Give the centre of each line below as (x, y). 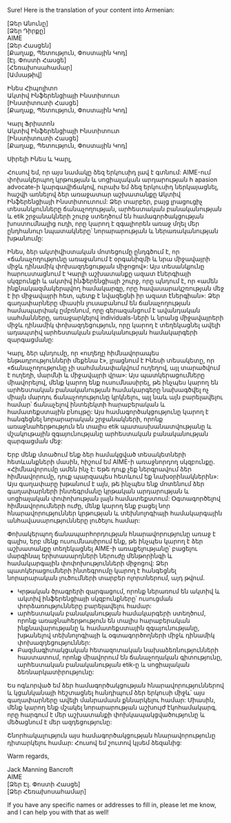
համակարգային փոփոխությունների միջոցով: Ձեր (88, 563)
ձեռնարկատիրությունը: (56, 672)
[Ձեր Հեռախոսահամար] (47, 791)
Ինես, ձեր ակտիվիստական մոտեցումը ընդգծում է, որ (94, 252)
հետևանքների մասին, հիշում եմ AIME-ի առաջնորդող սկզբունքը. (111, 462)
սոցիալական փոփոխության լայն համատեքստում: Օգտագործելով (114, 498)
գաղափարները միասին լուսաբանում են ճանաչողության (99, 303)
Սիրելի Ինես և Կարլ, (40, 159)
